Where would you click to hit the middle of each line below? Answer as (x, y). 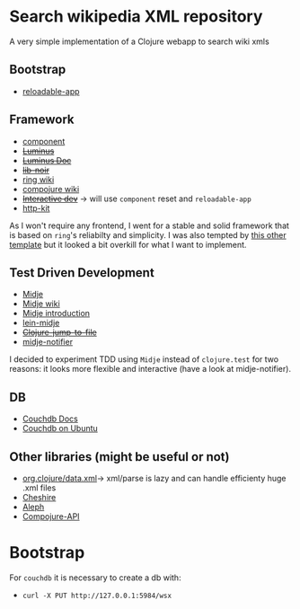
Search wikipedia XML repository (136, 17)
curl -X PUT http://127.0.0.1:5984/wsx (97, 596)
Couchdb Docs (50, 419)
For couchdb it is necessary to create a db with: (95, 578)
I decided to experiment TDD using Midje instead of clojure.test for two (144, 359)
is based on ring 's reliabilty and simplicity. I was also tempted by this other (148, 234)
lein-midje (41, 323)
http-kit (36, 207)
